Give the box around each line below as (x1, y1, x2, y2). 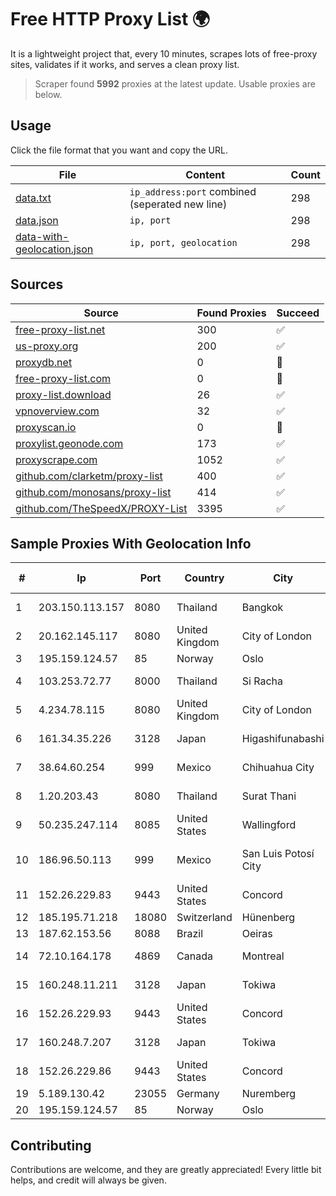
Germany (176, 1087, 220, 1101)
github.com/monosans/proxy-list (15, 485, 172, 499)
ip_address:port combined (129, 184, 257, 198)
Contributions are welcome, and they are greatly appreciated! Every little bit (10, 1164, 322, 1176)
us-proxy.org (15, 339, 79, 353)
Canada (176, 949, 213, 963)
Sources (10, 276, 64, 293)
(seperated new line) (129, 197, 228, 211)
